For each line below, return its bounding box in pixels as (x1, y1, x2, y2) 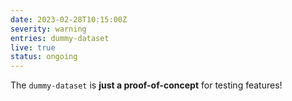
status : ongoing (10, 52, 78, 62)
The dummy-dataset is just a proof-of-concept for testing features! (10, 79, 283, 91)
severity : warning (10, 24, 87, 34)
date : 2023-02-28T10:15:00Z (10, 14, 128, 25)
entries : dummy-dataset (10, 33, 110, 43)
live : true (10, 42, 56, 53)
